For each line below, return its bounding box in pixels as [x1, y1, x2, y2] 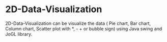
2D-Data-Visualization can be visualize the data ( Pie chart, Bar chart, [5, 20, 151, 26]
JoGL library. [5, 31, 32, 37]
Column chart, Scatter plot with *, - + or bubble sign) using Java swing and [5, 25, 162, 31]
